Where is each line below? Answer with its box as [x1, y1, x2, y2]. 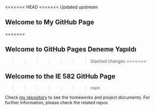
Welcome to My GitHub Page [5, 18, 94, 26]
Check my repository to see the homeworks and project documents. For [5, 94, 150, 100]
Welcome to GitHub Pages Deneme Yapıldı [5, 45, 137, 54]
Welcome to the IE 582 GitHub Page [5, 73, 116, 81]
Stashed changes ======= [90, 58, 147, 64]
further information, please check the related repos [5, 100, 108, 106]
